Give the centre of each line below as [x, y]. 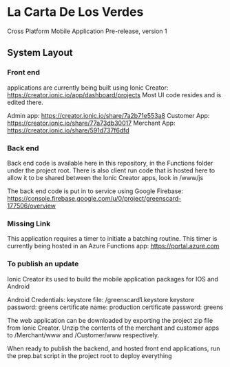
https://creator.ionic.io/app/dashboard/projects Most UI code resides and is [114, 95]
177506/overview [32, 206]
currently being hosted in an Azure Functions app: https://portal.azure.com [113, 246]
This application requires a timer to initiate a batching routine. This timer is [112, 239]
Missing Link [29, 224]
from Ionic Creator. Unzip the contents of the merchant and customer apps [113, 328]
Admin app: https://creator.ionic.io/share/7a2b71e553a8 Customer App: [108, 115]
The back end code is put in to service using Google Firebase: [95, 191]
